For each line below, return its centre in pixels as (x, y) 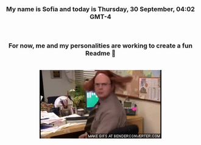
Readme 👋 (100, 54)
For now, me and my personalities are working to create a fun (100, 46)
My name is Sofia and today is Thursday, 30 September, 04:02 (100, 9)
